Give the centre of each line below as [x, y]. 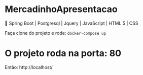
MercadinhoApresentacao [61, 9]
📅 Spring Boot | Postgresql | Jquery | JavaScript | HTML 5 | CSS [71, 23]
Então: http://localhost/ [29, 67]
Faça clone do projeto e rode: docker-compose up [56, 33]
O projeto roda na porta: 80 [63, 53]
